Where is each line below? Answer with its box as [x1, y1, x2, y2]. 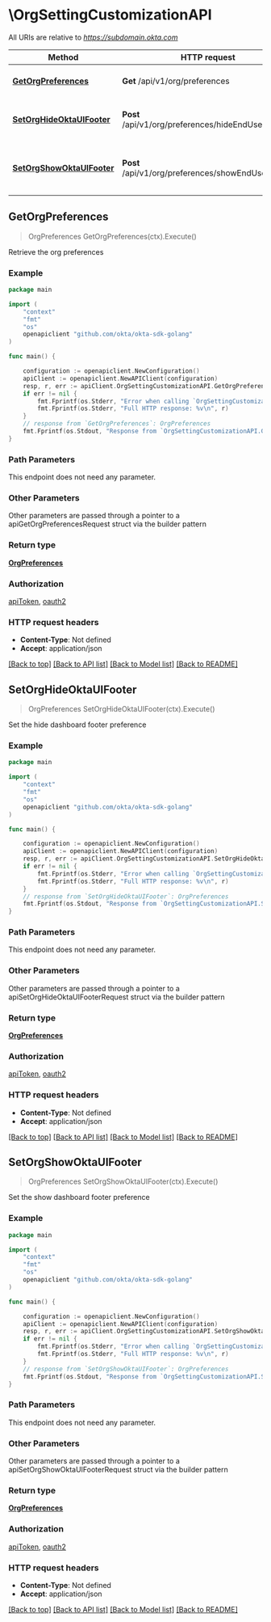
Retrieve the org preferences [8, 247, 104, 256]
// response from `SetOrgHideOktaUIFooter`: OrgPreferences [23, 892, 229, 901]
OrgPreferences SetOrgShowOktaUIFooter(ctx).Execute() [27, 1176, 219, 1186]
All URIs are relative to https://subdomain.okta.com [8, 32, 178, 42]
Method [48, 51, 79, 62]
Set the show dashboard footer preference [8, 1193, 151, 1202]
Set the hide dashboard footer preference [8, 720, 147, 729]
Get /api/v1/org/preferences [122, 75, 230, 87]
